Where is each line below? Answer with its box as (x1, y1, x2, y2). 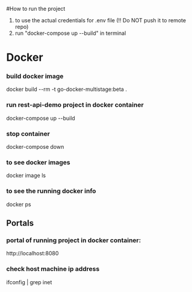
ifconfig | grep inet (6, 278, 52, 285)
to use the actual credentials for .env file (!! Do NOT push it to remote (14, 17, 187, 23)
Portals (6, 218, 34, 228)
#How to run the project (6, 5, 66, 12)
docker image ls (6, 172, 46, 179)
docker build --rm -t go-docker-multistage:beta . (6, 85, 128, 93)
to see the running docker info (6, 187, 96, 195)
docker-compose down (6, 143, 64, 151)
